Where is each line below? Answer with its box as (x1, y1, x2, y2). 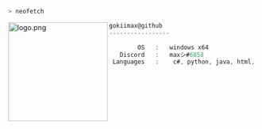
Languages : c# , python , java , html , (112, 58, 256, 66)
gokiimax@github (109, 21, 163, 29)
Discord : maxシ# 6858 (119, 51, 204, 59)
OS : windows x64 (137, 44, 209, 51)
